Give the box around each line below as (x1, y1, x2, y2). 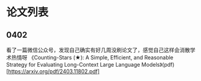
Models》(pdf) (141, 61, 175, 68)
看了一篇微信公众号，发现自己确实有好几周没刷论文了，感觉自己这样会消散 (6, 46, 190, 53)
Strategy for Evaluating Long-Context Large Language (6, 61, 140, 68)
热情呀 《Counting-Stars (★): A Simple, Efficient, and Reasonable (11, 54, 174, 61)
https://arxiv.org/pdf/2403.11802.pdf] (8, 68, 100, 75)
